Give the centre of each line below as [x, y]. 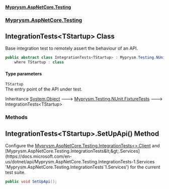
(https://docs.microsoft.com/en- [38, 156]
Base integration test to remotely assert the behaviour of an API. [72, 48]
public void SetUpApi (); [31, 182]
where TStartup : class [39, 62]
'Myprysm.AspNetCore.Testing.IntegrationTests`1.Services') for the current [83, 167]
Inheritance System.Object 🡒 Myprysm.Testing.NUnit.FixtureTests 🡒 [84, 99]
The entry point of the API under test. [44, 89]
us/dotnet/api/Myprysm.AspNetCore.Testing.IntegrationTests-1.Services [80, 162]
